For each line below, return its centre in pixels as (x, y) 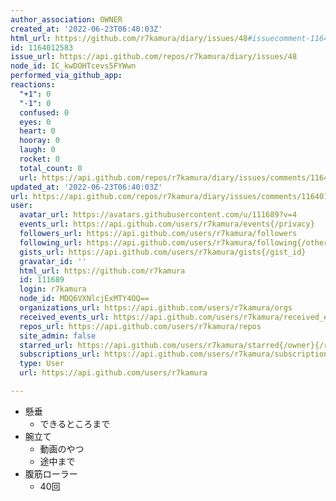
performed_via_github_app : (66, 76)
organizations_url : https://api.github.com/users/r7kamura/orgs (156, 308)
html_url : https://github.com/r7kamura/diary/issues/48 (129, 38)
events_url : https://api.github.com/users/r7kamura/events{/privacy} (167, 224)
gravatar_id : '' (53, 261)
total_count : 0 (51, 168)
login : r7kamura (53, 289)
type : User (42, 364)
